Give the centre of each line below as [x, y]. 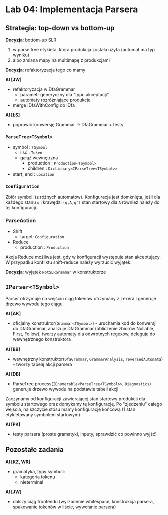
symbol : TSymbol [30, 147]
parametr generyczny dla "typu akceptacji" [64, 95]
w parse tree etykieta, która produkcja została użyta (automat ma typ [84, 49]
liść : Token [31, 153]
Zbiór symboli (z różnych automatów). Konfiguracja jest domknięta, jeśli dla [83, 197]
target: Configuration [42, 236]
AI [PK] [13, 424]
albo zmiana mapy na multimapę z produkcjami [61, 60]
